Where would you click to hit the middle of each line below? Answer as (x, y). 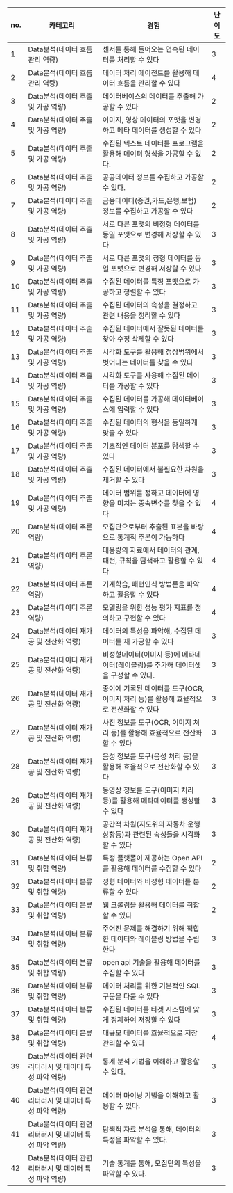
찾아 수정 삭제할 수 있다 (138, 339)
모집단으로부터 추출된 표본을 (146, 527)
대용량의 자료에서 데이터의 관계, (151, 550)
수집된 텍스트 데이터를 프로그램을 (153, 143)
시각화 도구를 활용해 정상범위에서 (153, 352)
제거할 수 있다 (123, 480)
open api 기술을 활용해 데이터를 (152, 962)
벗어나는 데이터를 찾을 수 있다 (148, 362)
